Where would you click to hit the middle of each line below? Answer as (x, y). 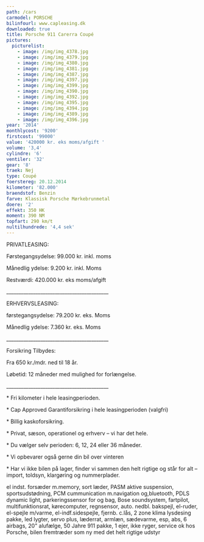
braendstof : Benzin (31, 193)
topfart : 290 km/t (30, 222)
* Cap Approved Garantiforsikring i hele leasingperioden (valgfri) (87, 409)
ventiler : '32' (26, 159)
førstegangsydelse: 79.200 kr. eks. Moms (58, 315)
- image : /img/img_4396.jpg (53, 119)
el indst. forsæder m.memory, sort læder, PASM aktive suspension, (90, 487)
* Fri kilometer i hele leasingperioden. (53, 398)
